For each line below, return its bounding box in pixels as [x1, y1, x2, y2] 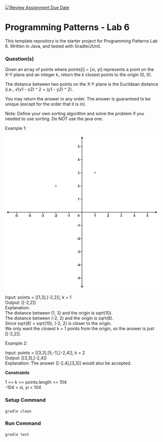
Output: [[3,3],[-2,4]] [5, 355, 47, 361]
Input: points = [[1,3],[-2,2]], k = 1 [5, 295, 72, 300]
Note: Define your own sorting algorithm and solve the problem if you [5, 111, 144, 117]
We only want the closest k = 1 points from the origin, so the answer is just [5, 326, 155, 332]
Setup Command [5, 397, 46, 404]
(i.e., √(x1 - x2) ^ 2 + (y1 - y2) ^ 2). [5, 86, 73, 93]
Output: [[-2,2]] [5, 299, 36, 306]
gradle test [5, 432, 29, 437]
